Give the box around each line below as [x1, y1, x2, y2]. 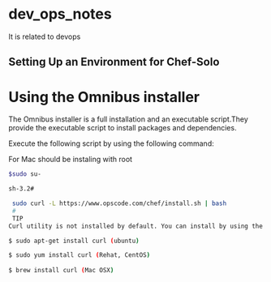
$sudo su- [8, 170, 42, 178]
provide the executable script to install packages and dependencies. [8, 123, 237, 133]
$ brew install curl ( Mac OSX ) [8, 267, 114, 275]
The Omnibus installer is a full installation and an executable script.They [8, 114, 249, 124]
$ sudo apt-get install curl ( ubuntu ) [8, 237, 140, 245]
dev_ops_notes [8, 5, 112, 23]
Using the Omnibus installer [8, 88, 200, 106]
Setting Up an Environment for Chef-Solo [8, 55, 220, 69]
